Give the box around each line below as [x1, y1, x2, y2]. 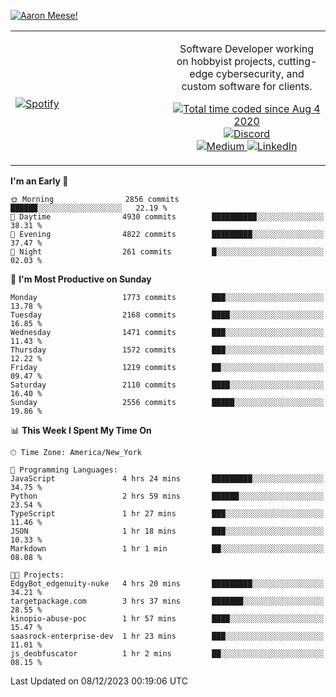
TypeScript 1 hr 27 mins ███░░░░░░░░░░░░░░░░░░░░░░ [10, 509, 325, 519]
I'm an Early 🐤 [10, 175, 69, 187]
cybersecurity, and [215, 67, 305, 80]
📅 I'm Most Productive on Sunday [10, 273, 152, 285]
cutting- [277, 55, 318, 68]
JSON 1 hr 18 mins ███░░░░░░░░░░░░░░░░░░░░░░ [10, 526, 325, 536]
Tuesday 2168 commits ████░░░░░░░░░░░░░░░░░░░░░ [10, 310, 325, 320]
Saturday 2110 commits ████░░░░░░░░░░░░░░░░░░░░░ [10, 380, 325, 390]
